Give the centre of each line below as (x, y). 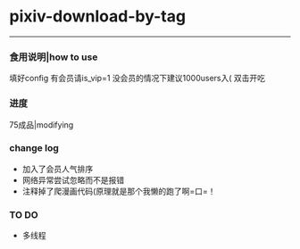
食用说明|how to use (54, 57)
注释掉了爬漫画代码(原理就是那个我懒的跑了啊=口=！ (119, 191)
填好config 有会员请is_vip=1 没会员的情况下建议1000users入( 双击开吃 (137, 79)
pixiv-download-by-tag (97, 17)
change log (34, 148)
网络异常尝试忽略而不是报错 (73, 179)
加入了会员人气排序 (58, 169)
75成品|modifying (42, 124)
